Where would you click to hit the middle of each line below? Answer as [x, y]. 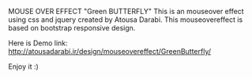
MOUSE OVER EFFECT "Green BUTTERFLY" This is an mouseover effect [126, 11]
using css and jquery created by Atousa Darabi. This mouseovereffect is [126, 20]
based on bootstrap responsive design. [72, 28]
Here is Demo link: [38, 43]
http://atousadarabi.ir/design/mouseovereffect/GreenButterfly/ [110, 51]
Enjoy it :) [24, 66]
